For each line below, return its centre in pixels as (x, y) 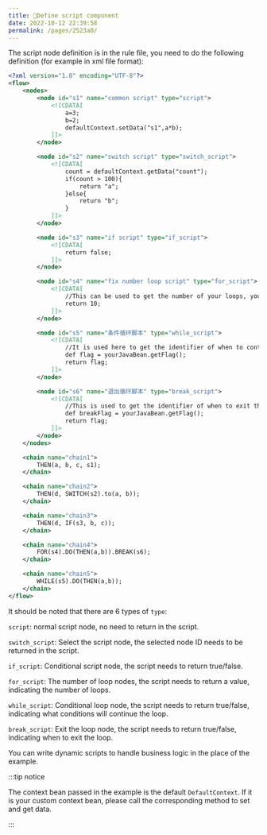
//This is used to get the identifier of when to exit (157, 406)
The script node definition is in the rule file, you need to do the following (126, 53)
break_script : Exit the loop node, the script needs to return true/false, (122, 729)
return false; (88, 252)
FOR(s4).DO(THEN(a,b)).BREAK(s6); (94, 552)
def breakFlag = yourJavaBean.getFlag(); (134, 414)
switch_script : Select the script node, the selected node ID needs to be (126, 642)
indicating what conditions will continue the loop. (88, 713)
